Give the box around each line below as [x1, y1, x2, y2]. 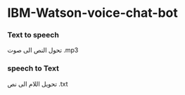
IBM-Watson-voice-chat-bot [7, 5, 178, 21]
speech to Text [7, 63, 60, 73]
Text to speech [7, 30, 60, 40]
